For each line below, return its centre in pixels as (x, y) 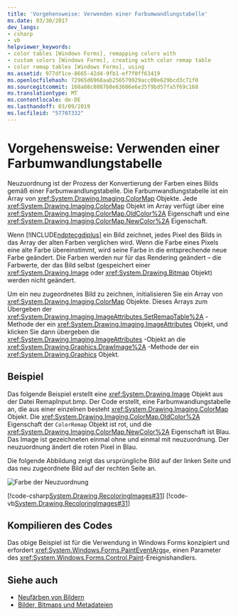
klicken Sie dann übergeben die (54, 331)
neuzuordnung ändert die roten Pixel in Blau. (72, 447)
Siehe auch (33, 580)
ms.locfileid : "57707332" (45, 113)
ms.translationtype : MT (43, 93)
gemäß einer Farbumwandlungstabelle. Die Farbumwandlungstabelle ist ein (118, 191)
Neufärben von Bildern (51, 598)
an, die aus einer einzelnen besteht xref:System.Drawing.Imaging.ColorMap (118, 409)
